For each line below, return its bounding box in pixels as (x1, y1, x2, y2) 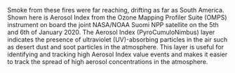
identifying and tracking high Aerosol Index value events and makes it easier (7, 50, 228, 58)
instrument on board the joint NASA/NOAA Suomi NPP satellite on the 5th (7, 21, 219, 29)
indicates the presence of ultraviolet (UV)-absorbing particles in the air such (7, 35, 228, 44)
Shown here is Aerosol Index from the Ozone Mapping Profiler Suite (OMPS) (7, 13, 227, 22)
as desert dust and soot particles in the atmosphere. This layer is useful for (7, 43, 224, 51)
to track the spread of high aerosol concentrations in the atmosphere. (7, 58, 208, 65)
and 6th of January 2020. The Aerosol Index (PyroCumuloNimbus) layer (7, 28, 215, 36)
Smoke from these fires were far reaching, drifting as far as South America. (7, 6, 224, 14)
